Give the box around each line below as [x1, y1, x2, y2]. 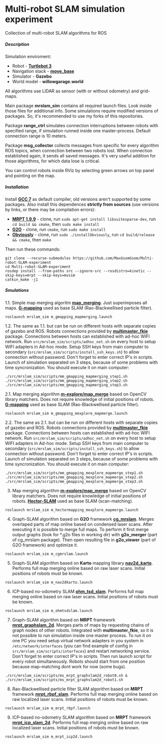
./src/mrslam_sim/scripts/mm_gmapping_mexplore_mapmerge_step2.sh [5, 475, 143, 480]
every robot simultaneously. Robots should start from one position [12, 658, 145, 664]
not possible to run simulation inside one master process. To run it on [12, 632, 151, 638]
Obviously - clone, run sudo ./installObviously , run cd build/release [12, 231, 155, 238]
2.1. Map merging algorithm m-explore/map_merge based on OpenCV [5, 391, 147, 397]
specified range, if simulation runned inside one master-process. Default [5, 128, 151, 133]
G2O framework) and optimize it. [12, 542, 78, 548]
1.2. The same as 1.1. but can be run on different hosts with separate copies [5, 323, 156, 328]
